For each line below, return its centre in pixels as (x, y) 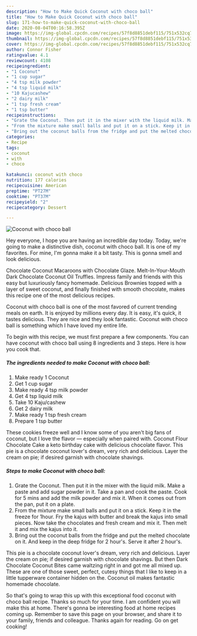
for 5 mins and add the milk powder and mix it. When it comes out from (100, 498)
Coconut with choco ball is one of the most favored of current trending (91, 307)
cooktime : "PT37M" (28, 196)
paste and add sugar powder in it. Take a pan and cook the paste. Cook (101, 492)
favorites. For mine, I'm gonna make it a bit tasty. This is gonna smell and (94, 253)
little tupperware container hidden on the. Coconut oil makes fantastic (90, 578)
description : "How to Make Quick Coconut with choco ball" (80, 11)
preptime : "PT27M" (28, 191)
